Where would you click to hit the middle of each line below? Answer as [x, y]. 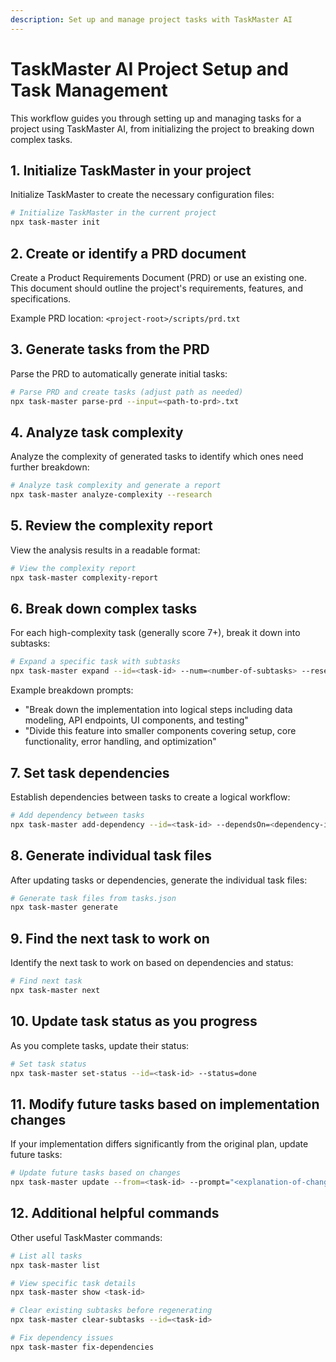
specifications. [41, 298]
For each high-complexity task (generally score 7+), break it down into [155, 633]
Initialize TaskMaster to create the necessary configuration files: [142, 195]
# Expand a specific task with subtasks [96, 662]
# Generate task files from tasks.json [93, 898]
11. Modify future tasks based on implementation [165, 1104]
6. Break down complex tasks [104, 609]
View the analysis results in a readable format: [105, 550]
